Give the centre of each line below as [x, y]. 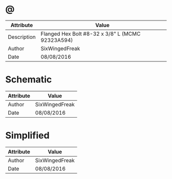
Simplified [27, 136]
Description [22, 37]
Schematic [29, 80]
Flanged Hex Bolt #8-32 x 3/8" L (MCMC [91, 34]
